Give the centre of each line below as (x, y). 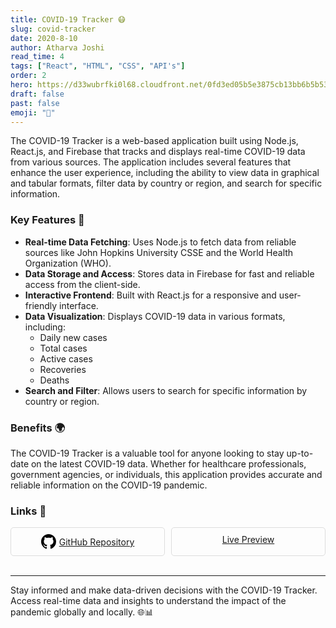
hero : (21, 85)
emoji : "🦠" (33, 112)
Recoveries (63, 369)
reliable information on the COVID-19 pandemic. (109, 485)
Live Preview (248, 540)
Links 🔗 (28, 511)
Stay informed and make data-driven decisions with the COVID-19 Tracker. (164, 590)
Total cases (63, 348)
